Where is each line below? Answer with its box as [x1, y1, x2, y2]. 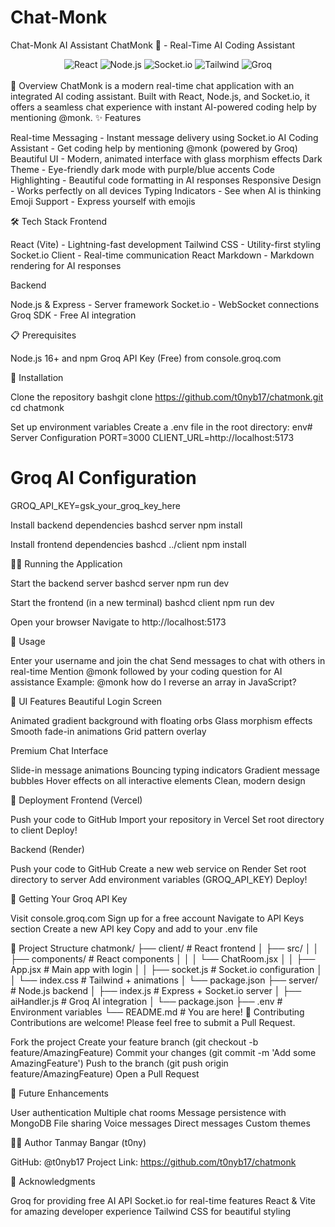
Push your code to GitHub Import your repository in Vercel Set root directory [10, 813, 325, 825]
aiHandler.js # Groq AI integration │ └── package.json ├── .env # [10, 995, 283, 1007]
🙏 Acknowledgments [10, 1175, 96, 1187]
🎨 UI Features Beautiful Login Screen [10, 695, 162, 707]
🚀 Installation [10, 371, 64, 383]
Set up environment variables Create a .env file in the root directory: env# [10, 421, 313, 433]
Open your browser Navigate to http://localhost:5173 [10, 616, 227, 628]
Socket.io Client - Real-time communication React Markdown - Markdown [10, 249, 315, 261]
